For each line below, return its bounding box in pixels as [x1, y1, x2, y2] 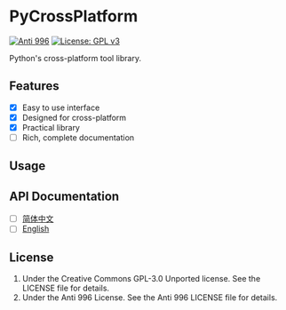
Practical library [21, 122, 80, 132]
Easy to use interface [21, 102, 100, 113]
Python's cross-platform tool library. [9, 52, 142, 63]
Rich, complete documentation [21, 131, 135, 143]
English [21, 224, 50, 234]
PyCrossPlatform [9, 6, 139, 27]
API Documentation [9, 188, 120, 203]
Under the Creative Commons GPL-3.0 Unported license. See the [21, 274, 261, 284]
